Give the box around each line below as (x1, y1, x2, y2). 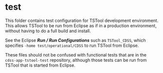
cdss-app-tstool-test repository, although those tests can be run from (5, 57, 147, 63)
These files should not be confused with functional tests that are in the (5, 52, 147, 57)
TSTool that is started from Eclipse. (5, 62, 75, 68)
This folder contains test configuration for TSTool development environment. (5, 18, 159, 23)
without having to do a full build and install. (5, 28, 91, 34)
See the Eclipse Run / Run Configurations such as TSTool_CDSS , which (5, 37, 146, 43)
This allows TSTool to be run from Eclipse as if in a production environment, (5, 22, 157, 28)
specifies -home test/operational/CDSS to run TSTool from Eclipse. (5, 42, 139, 48)
